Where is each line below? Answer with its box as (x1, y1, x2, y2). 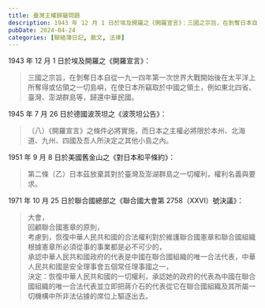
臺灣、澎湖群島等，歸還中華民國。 (27, 92, 139, 102)
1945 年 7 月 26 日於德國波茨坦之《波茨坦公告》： (8, 109, 167, 119)
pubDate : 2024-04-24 (8, 26, 77, 34)
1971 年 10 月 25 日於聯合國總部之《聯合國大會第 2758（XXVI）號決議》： (8, 196, 244, 206)
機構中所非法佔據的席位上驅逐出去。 (34, 291, 152, 301)
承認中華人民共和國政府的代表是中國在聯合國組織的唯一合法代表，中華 (27, 252, 256, 262)
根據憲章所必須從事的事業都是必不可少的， (27, 242, 166, 252)
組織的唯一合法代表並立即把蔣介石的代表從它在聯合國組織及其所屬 (34, 281, 249, 291)
